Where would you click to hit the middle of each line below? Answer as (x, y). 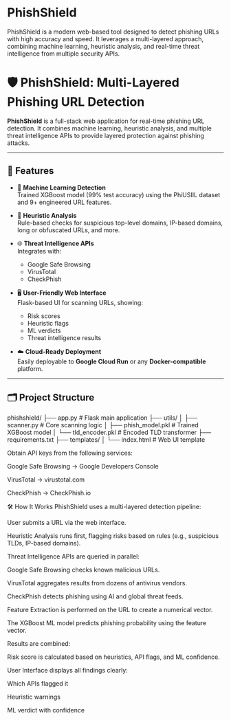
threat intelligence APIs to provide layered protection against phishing (106, 135)
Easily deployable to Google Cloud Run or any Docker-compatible (111, 361)
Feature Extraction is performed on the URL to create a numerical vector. (110, 609)
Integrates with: (39, 251)
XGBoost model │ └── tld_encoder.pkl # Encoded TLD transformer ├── (109, 432)
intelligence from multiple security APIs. (64, 54)
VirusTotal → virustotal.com (46, 480)
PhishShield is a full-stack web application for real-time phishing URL (106, 121)
